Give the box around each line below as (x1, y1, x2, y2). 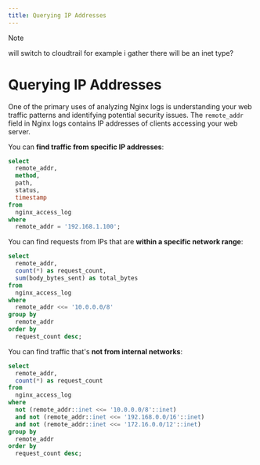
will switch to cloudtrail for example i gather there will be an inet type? (8, 48, 233, 57)
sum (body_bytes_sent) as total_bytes (15, 274, 139, 282)
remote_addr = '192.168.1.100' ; (15, 223, 121, 231)
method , (15, 172, 41, 180)
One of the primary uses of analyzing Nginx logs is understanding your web (8, 101, 252, 111)
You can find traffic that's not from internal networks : (8, 346, 182, 356)
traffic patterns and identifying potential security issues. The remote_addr (8, 110, 244, 119)
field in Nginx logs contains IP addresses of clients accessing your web (8, 119, 238, 128)
